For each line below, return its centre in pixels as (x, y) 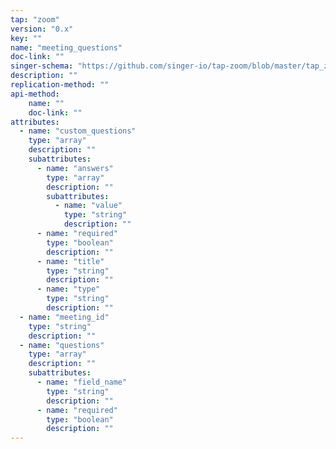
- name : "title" (70, 261)
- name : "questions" (62, 345)
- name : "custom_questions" (78, 131)
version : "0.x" (42, 29)
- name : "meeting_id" (64, 317)
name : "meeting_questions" (66, 47)
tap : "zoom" (35, 19)
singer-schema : (42, 66)
